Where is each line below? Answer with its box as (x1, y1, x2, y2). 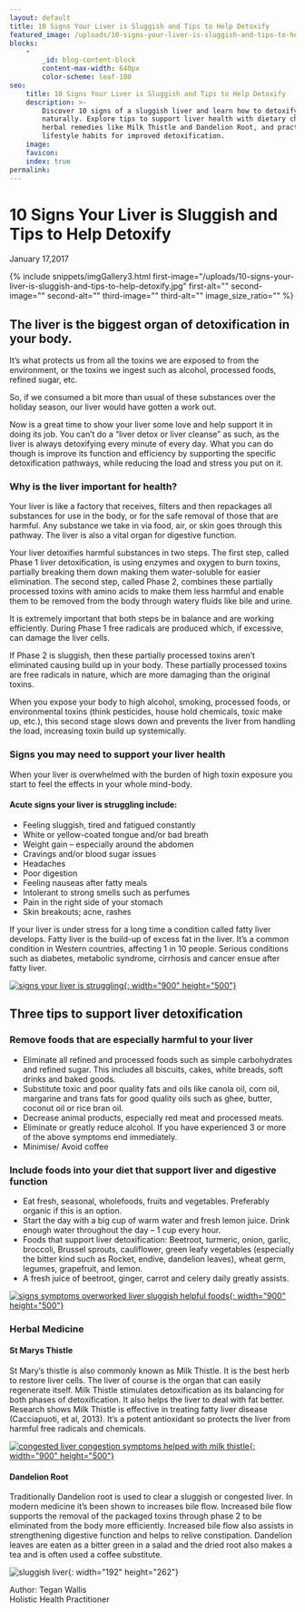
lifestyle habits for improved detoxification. (42, 132, 225, 141)
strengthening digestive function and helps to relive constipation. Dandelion (9, 1530, 293, 1541)
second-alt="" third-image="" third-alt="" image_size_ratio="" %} (46, 290, 294, 301)
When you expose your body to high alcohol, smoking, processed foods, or (9, 696, 291, 708)
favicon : (25, 148, 59, 157)
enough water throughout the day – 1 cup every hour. (22, 1224, 221, 1235)
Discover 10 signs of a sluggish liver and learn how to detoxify (42, 106, 299, 115)
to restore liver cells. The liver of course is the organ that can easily (9, 1375, 261, 1386)
